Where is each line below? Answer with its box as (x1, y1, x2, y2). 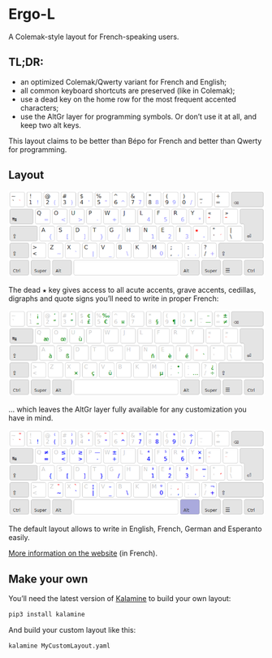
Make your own (8, 572, 89, 586)
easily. (8, 533, 30, 543)
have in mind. (8, 413, 54, 423)
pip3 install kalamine (8, 611, 85, 619)
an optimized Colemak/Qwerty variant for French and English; (19, 76, 227, 86)
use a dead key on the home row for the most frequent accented (19, 94, 237, 104)
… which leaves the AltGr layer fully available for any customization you (8, 404, 248, 415)
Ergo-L (8, 5, 55, 24)
